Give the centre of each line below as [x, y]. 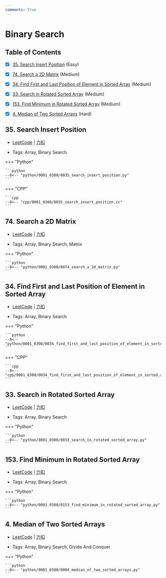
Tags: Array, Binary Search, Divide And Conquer [61, 547]
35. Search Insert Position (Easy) [45, 64]
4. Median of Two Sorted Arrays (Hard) [52, 114]
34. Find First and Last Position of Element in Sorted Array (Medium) [82, 84]
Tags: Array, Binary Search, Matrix [47, 244]
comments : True [21, 10]
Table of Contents [33, 52]
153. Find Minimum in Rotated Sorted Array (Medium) [66, 104]
